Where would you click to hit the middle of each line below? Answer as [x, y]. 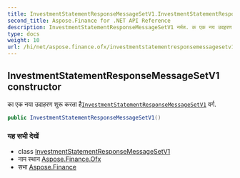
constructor [35, 87]
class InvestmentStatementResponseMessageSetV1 [94, 151]
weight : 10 [24, 41]
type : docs [24, 34]
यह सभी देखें [23, 136]
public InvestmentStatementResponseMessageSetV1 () [84, 117]
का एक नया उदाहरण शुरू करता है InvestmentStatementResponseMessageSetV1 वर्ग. [112, 104]
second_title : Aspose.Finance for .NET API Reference [89, 21]
